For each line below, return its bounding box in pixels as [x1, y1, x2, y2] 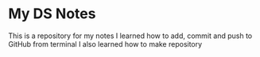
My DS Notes [8, 5, 96, 23]
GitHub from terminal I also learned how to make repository [8, 39, 203, 48]
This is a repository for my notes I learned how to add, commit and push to [8, 31, 253, 40]
